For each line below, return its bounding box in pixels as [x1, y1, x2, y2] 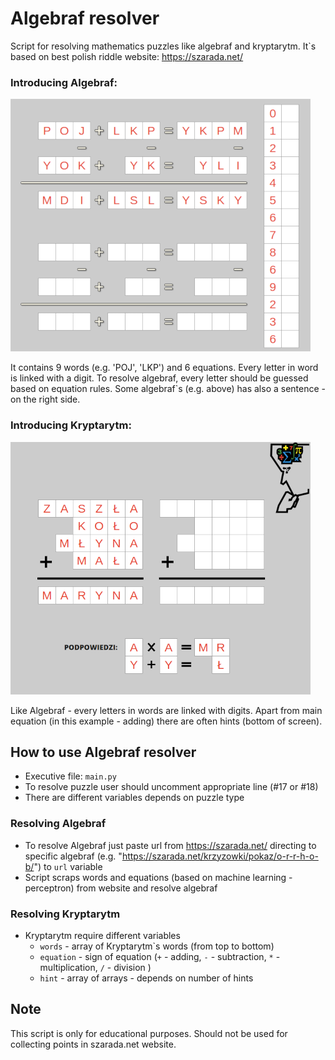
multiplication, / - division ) [39, 961, 152, 973]
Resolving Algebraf [10, 817, 107, 831]
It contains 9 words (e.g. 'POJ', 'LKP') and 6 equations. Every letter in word [10, 362, 319, 374]
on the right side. [10, 393, 81, 406]
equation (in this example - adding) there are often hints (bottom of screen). [10, 715, 323, 727]
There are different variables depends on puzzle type [24, 792, 245, 804]
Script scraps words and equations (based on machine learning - [24, 871, 293, 883]
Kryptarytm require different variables [24, 929, 181, 941]
